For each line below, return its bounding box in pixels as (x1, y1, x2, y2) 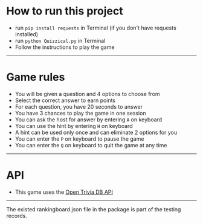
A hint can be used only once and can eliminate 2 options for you (14, 129, 177, 136)
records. (6, 212, 27, 219)
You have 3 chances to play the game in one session (14, 109, 146, 117)
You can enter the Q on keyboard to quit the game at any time (14, 141, 167, 149)
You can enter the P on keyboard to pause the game (14, 135, 144, 142)
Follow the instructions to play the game (14, 43, 115, 51)
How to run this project (6, 4, 124, 18)
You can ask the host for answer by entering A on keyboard (14, 116, 163, 123)
